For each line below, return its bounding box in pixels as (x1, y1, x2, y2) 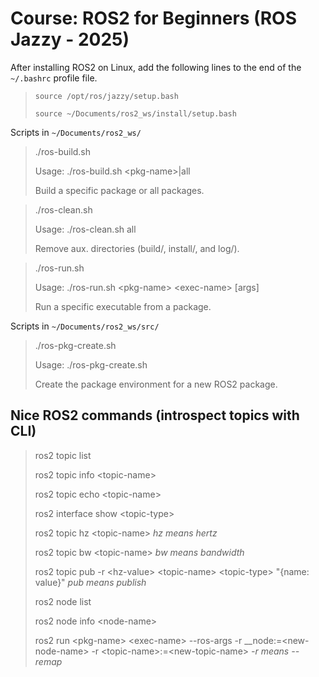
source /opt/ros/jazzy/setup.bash (34, 91, 179, 101)
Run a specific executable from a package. (34, 300, 212, 312)
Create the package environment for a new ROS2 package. (34, 378, 278, 390)
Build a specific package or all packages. (34, 184, 205, 196)
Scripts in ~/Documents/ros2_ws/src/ (10, 320, 160, 332)
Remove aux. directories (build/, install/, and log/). (34, 242, 240, 254)
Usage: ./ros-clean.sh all (34, 223, 137, 235)
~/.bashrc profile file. (10, 72, 98, 84)
